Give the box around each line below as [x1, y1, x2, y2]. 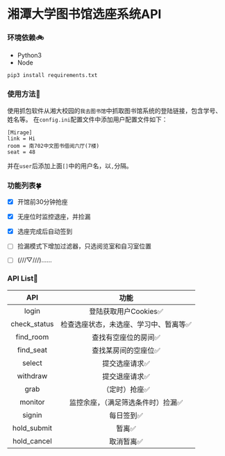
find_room [15, 332, 49, 341]
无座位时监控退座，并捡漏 [17, 212, 91, 221]
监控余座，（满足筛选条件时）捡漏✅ [69, 397, 183, 407]
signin [22, 410, 42, 420]
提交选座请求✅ [102, 358, 151, 368]
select [22, 358, 43, 368]
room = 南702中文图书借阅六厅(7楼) [7, 142, 99, 149]
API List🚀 [7, 273, 38, 283]
